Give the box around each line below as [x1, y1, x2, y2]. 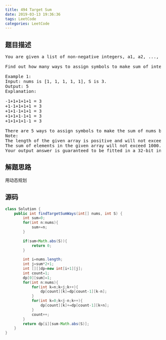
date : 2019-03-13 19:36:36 [5, 12, 61, 17]
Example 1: [5, 74, 32, 80]
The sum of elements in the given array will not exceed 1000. [5, 143, 162, 149]
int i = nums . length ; [23, 257, 63, 262]
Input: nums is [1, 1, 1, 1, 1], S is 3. [5, 79, 107, 85]
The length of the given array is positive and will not [5, 138, 146, 144]
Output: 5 [5, 84, 29, 89]
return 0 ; [31, 243, 52, 248]
